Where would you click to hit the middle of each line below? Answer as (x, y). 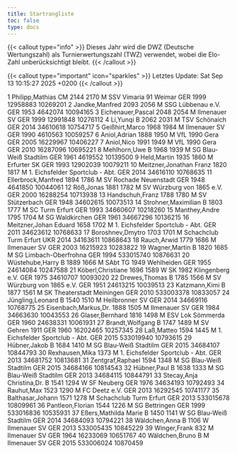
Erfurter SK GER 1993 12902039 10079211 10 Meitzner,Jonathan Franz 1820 (117, 165)
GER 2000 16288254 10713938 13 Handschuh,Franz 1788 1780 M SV (107, 195)
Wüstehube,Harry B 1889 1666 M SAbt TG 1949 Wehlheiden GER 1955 (109, 263)
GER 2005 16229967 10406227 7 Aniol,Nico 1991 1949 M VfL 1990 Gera (112, 142)
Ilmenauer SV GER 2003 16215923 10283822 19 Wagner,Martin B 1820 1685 (118, 248)
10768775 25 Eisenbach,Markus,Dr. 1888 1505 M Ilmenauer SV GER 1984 (114, 308)
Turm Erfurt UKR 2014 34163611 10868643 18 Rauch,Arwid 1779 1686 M (112, 240)
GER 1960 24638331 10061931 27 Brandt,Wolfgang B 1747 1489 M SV (108, 323)
